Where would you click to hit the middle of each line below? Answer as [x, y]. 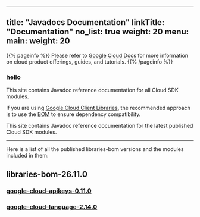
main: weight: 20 [38, 41]
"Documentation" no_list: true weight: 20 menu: [98, 32]
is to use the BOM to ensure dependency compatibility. [74, 114]
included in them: [27, 156]
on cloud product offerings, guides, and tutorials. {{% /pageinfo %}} [90, 62]
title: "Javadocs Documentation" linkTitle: [85, 22]
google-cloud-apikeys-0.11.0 [49, 191]
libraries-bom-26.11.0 [47, 174]
